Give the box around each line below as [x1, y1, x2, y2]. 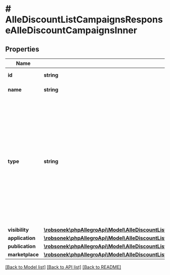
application [8, 234, 35, 242]
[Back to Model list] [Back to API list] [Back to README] [5, 264, 121, 270]
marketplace [8, 251, 39, 258]
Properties [5, 45, 39, 53]
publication [8, 243, 36, 250]
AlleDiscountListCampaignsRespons [5, 14, 163, 25]
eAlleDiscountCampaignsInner [5, 25, 138, 36]
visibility [8, 226, 29, 233]
